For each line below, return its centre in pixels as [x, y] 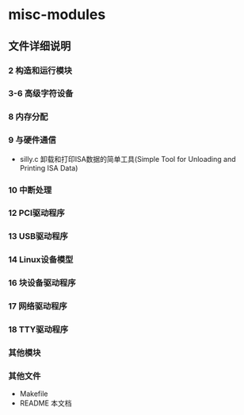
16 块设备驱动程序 [42, 283]
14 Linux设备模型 [41, 259]
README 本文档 [46, 403]
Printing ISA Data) [49, 167]
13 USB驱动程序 [38, 236]
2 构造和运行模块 [40, 71]
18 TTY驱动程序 [38, 329]
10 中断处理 [30, 190]
